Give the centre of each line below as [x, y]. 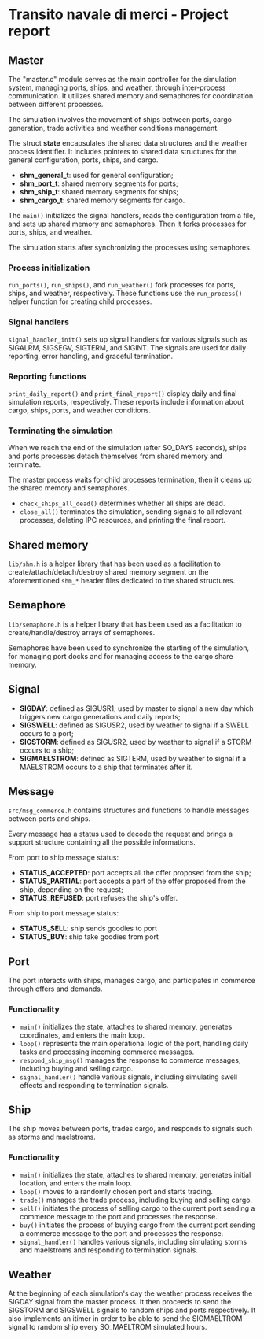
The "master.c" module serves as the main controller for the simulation [123, 79]
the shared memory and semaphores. [69, 488]
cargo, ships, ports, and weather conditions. [80, 410]
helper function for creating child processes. [80, 301]
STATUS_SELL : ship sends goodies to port [88, 928]
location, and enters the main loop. [75, 1183]
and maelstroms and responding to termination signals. [108, 1250]
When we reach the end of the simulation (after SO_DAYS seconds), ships [128, 448]
